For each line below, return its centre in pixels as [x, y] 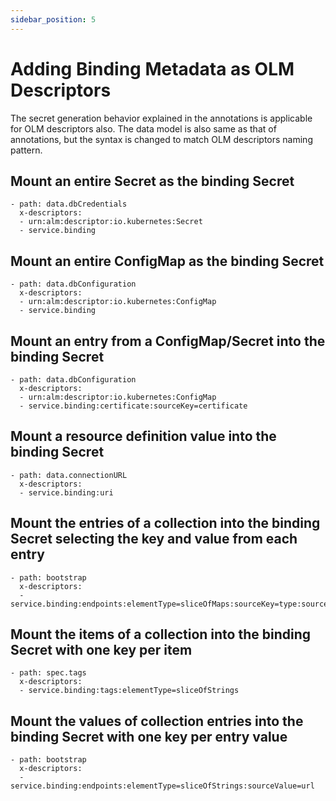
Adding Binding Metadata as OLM [152, 68]
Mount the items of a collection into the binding [160, 634]
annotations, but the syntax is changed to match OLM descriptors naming [161, 139]
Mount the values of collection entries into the [157, 721]
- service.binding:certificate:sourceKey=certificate [133, 406]
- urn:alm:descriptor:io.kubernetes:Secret [111, 222]
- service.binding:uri [66, 492]
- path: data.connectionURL [69, 475]
